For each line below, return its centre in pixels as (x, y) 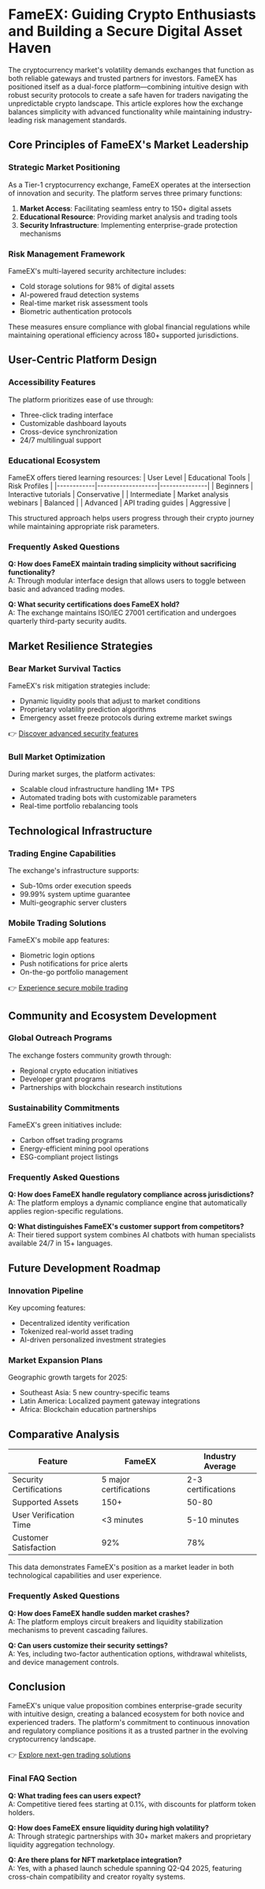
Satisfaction (34, 1547)
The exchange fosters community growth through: (90, 1055)
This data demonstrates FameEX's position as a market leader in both (121, 1567)
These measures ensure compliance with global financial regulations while (129, 327)
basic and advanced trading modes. (67, 589)
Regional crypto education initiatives (78, 1070)
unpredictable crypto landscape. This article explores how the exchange (126, 103)
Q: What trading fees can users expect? (75, 1795)
